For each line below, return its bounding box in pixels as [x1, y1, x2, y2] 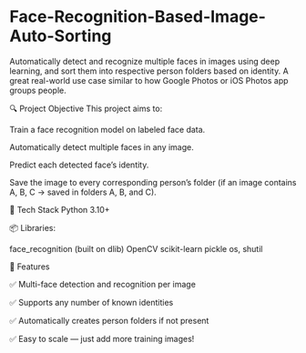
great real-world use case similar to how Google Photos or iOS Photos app [9, 75, 289, 86]
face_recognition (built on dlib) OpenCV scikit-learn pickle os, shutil [9, 243, 263, 254]
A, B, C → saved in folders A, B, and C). [9, 187, 157, 197]
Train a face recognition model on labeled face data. [9, 124, 206, 135]
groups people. [9, 85, 66, 96]
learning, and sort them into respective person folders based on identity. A [9, 66, 289, 76]
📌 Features [9, 261, 50, 272]
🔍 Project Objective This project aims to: [9, 103, 163, 114]
